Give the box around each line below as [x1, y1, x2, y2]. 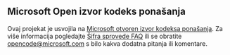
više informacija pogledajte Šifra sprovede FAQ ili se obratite [7, 32, 182, 40]
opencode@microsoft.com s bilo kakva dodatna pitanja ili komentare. [7, 39, 207, 48]
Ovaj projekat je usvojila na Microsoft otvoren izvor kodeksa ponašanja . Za [7, 24, 223, 32]
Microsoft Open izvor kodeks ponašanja [7, 6, 186, 18]
